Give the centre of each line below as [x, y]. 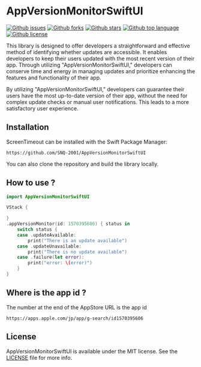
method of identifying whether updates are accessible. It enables [87, 52]
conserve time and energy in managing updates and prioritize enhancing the [101, 71]
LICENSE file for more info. [39, 357]
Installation [28, 127]
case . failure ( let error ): [51, 257]
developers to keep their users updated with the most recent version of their [100, 58]
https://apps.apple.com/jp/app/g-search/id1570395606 [75, 318]
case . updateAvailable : [47, 235]
